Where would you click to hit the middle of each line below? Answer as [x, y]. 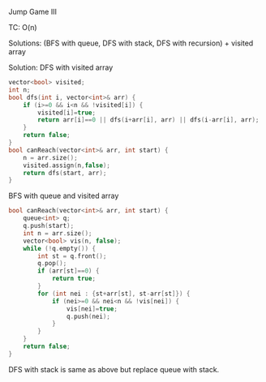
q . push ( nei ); [88, 316]
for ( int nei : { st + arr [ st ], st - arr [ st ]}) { [114, 294]
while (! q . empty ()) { [59, 248]
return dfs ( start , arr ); [65, 173]
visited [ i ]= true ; [66, 113]
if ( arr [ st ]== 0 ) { [69, 271]
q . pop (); [52, 264]
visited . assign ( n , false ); [67, 165]
